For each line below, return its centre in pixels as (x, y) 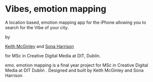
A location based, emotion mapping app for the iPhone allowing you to (76, 22)
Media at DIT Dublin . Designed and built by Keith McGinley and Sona (74, 70)
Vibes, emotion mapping (56, 9)
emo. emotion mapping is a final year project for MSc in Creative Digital (77, 65)
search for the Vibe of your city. (37, 27)
